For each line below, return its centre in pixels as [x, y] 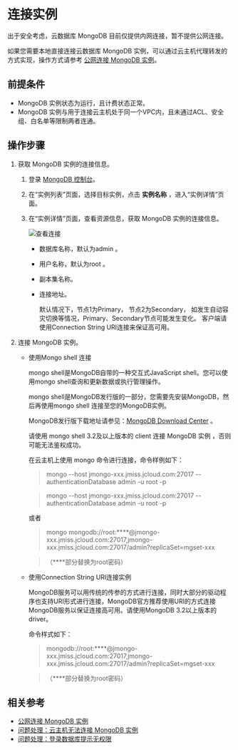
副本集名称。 [58, 279]
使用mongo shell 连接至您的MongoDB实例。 [106, 405]
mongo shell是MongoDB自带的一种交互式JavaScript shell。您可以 [125, 372]
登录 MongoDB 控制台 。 [64, 179]
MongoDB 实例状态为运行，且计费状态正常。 [83, 103]
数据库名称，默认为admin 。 [80, 248]
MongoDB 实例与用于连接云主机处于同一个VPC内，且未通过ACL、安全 [121, 112]
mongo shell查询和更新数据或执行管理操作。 [100, 381]
